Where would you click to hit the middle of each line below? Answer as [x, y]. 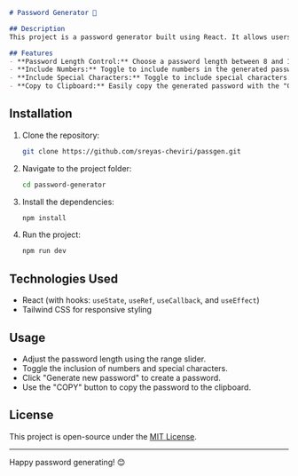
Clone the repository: [61, 135]
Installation [41, 114]
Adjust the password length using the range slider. [114, 359]
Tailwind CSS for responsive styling [87, 310]
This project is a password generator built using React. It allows [138, 37]
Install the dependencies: [68, 202]
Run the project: [51, 234]
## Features [31, 53]
